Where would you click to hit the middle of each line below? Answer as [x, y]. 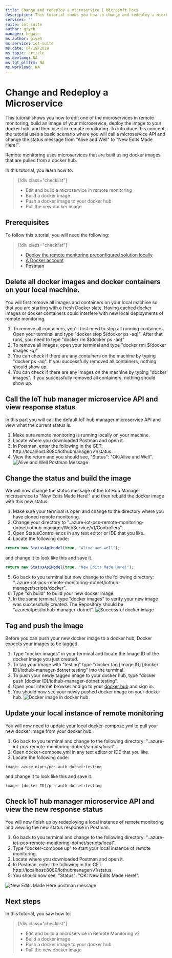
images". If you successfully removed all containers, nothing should [84, 377]
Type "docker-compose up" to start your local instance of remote [82, 848]
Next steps [23, 901]
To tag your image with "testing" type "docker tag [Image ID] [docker [85, 664]
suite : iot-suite [24, 24]
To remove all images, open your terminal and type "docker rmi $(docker [89, 345]
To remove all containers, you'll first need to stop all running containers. [88, 328]
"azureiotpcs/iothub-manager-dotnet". [53, 610]
